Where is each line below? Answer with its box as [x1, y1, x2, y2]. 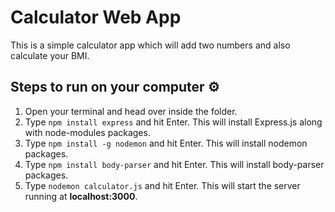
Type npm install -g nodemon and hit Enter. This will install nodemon [24, 137, 308, 149]
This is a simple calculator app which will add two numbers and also [10, 39, 291, 51]
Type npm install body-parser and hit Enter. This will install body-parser [24, 158, 325, 170]
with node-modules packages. [24, 126, 151, 138]
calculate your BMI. [10, 49, 90, 61]
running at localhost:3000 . [24, 190, 138, 202]
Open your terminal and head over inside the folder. [24, 105, 238, 117]
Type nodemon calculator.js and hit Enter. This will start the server [24, 179, 301, 191]
